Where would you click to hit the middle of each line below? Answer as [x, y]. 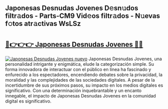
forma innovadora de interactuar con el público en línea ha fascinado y [78, 69]
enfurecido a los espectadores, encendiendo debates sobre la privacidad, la [84, 75]
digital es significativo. [28, 101]
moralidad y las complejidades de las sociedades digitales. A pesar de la [80, 80]
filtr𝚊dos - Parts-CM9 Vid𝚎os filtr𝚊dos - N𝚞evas [83, 16]
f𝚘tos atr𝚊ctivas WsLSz [43, 24]
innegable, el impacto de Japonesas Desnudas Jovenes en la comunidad [81, 96]
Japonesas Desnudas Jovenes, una [125, 59]
